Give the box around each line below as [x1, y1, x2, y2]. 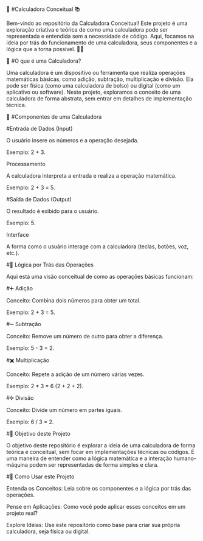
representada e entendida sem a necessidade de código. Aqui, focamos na [6, 33, 194, 40]
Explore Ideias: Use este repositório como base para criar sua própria [6, 522, 181, 528]
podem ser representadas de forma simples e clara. [29, 461, 159, 468]
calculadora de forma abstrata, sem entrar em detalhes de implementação [6, 95, 193, 102]
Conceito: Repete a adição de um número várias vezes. [6, 371, 145, 378]
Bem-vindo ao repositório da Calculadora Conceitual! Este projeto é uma [6, 19, 188, 27]
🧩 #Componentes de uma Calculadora [6, 113, 102, 120]
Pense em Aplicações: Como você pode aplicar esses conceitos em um [6, 503, 186, 510]
